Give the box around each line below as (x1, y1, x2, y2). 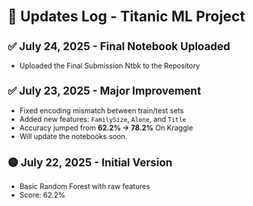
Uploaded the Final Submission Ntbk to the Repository (19, 61, 200, 70)
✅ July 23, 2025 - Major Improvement (7, 84, 201, 98)
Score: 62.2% (19, 190, 65, 200)
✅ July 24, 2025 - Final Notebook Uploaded (7, 40, 231, 53)
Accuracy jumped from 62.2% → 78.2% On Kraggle (19, 123, 193, 132)
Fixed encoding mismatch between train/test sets (19, 105, 184, 116)
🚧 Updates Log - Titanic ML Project (7, 7, 246, 26)
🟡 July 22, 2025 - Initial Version (7, 156, 173, 170)
